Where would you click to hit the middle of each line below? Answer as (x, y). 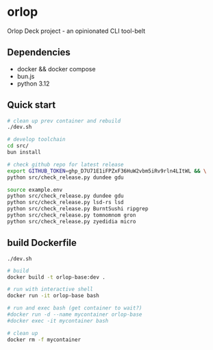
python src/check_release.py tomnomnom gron (72, 215)
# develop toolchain (37, 140)
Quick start (32, 105)
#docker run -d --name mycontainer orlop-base (75, 314)
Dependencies (39, 52)
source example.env (35, 190)
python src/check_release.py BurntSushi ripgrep (78, 209)
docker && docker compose (56, 68)
